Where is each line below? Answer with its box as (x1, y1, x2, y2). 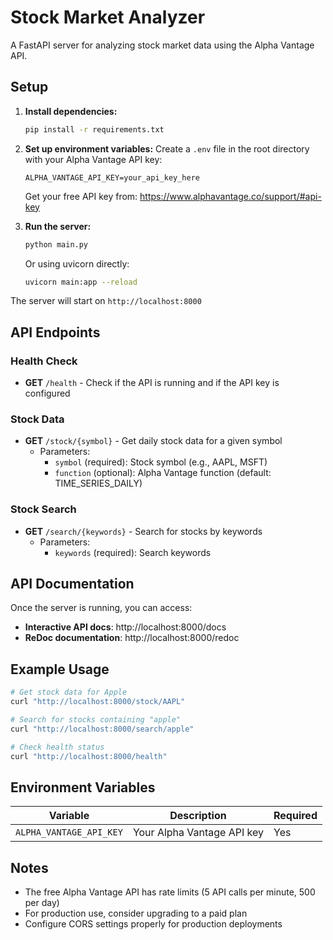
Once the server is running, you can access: (10, 602, 193, 614)
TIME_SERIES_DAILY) (54, 477, 143, 490)
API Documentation (10, 576, 135, 593)
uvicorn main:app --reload (24, 277, 138, 287)
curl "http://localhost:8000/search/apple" (10, 724, 195, 734)
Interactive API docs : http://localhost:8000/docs (24, 621, 227, 633)
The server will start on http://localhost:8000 (10, 295, 202, 307)
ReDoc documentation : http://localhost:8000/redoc (24, 632, 240, 644)
